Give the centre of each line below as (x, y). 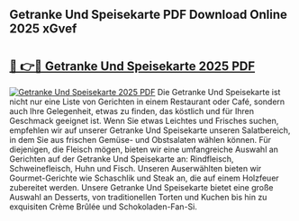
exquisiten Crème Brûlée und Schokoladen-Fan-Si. (104, 207)
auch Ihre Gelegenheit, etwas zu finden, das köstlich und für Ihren (132, 111)
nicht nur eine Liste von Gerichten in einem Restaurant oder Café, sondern (147, 102)
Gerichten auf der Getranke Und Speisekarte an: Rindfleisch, (122, 159)
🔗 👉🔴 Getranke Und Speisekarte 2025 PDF (132, 66)
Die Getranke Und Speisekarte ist (219, 92)
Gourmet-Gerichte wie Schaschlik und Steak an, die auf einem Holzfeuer (144, 178)
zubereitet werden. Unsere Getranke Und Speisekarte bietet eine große (141, 187)
